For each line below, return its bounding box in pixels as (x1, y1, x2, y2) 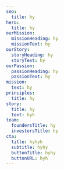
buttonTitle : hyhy (11, 150, 56, 155)
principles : (6, 90, 35, 96)
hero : (6, 19, 19, 25)
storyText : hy (11, 57, 45, 63)
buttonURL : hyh (11, 155, 48, 161)
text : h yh (11, 112, 35, 117)
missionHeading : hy (11, 36, 59, 41)
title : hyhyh (11, 138, 43, 145)
